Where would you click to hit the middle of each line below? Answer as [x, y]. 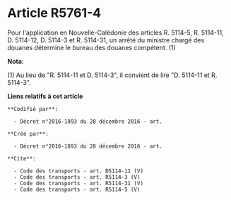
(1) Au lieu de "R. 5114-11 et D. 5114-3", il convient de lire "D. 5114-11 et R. [112, 75]
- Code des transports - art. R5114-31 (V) [78, 183]
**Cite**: [22, 158]
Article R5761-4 [54, 13]
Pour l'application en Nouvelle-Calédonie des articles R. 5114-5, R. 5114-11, [115, 33]
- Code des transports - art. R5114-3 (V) [77, 177]
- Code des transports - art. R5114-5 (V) [77, 189]
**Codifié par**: [33, 109]
